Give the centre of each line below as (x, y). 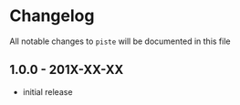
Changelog (52, 16)
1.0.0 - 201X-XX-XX (67, 70)
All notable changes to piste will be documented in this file (120, 41)
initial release (47, 91)
